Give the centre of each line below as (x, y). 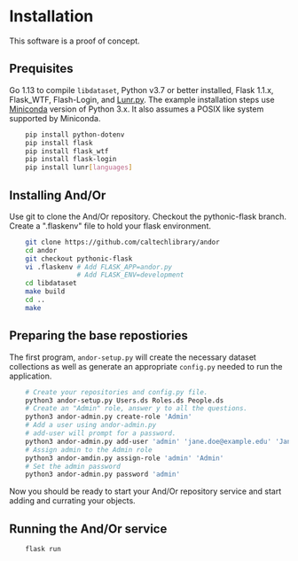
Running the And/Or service (88, 529)
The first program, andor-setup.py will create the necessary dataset (133, 357)
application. (31, 376)
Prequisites (41, 69)
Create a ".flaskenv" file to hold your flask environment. (110, 226)
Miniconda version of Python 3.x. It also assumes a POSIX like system (137, 109)
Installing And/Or (58, 195)
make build (45, 292)
